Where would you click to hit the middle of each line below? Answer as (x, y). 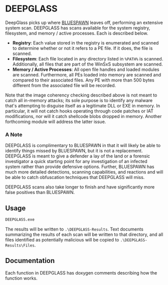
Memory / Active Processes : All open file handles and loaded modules (86, 69)
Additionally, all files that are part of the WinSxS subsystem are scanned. (88, 64)
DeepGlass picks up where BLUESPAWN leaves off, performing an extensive (84, 22)
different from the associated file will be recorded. (64, 85)
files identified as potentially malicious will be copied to (62, 239)
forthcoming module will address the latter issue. (56, 121)
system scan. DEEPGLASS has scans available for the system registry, (78, 27)
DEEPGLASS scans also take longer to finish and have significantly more (80, 187)
